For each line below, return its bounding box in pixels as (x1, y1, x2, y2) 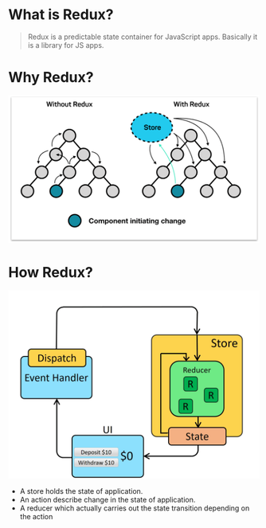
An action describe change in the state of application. (19, 495, 196, 504)
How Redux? (8, 263, 93, 281)
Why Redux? (8, 68, 94, 87)
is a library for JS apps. (27, 40, 104, 49)
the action (19, 511, 53, 521)
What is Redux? (8, 6, 114, 24)
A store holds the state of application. (19, 486, 143, 495)
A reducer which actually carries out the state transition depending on (19, 503, 250, 513)
